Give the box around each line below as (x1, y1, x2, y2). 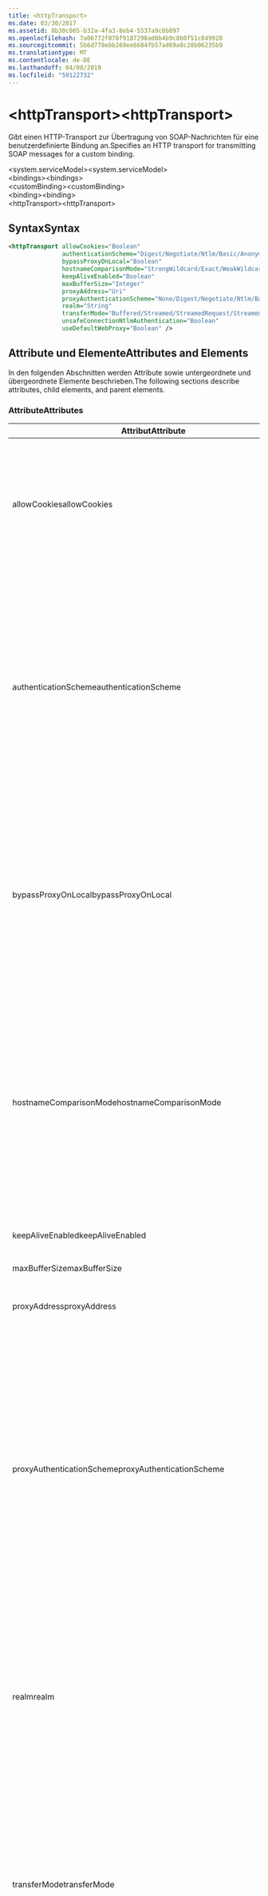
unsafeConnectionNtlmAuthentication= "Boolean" (61, 317, 219, 325)
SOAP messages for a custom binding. (8, 149, 135, 158)
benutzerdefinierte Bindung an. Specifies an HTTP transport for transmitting (8, 141, 257, 150)
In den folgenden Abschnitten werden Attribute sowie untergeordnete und (8, 368, 251, 377)
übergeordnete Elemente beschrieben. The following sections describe (8, 376, 240, 386)
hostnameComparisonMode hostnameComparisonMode (12, 1096, 222, 1107)
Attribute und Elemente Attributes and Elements (8, 347, 249, 360)
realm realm (12, 1691, 55, 1702)
